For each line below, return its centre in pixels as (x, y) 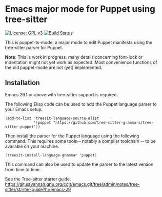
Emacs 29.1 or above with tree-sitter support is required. (61, 94)
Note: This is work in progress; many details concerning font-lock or (74, 57)
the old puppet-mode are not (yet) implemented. (54, 67)
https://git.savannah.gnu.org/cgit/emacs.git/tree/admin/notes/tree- (72, 184)
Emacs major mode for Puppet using (80, 9)
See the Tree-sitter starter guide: (38, 179)
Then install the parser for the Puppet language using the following (72, 136)
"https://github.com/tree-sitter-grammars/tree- (103, 122)
